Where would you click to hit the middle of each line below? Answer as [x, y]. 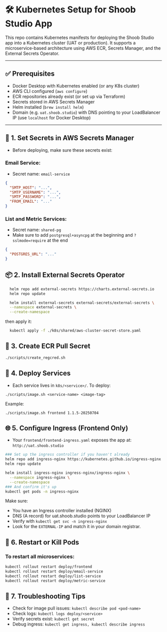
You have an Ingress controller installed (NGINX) [62, 511]
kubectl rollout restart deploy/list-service [53, 576]
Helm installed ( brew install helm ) [48, 107]
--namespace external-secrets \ [43, 308]
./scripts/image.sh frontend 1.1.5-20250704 [52, 413]
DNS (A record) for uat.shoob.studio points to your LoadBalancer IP [81, 516]
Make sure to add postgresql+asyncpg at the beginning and [73, 235]
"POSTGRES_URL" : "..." [33, 254]
